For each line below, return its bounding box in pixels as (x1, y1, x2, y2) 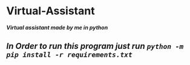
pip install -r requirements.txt (6, 51, 133, 59)
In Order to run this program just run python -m (6, 41, 184, 51)
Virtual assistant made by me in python (6, 24, 108, 31)
